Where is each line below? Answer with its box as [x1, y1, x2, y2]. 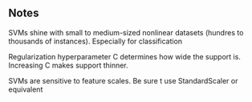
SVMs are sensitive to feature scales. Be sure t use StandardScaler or [8, 75, 238, 85]
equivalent [8, 84, 43, 94]
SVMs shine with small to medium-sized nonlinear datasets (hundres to [8, 27, 244, 37]
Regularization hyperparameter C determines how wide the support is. [8, 51, 241, 61]
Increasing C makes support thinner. [8, 60, 128, 70]
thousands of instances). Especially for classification [8, 36, 183, 46]
